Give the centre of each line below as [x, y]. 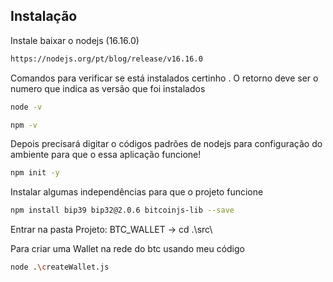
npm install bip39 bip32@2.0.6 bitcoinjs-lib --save [122, 210]
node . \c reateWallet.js [60, 267]
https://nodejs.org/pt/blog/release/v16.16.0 [106, 59]
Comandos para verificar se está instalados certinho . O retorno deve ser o [164, 78]
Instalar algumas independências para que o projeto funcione [137, 192]
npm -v [24, 125]
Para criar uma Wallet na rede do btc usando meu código [127, 249]
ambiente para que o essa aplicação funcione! [106, 155]
